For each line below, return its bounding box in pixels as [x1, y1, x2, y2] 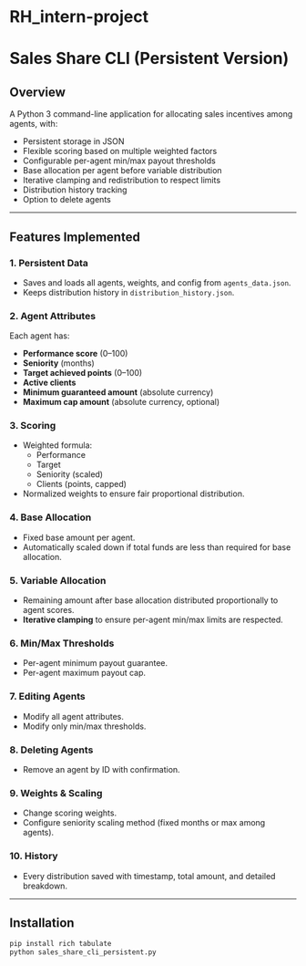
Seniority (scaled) [36, 469, 103, 480]
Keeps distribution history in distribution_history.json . [22, 286, 235, 297]
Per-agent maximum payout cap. [22, 668, 147, 679]
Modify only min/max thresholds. [22, 721, 147, 732]
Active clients [22, 377, 76, 389]
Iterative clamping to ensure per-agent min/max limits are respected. [22, 614, 284, 626]
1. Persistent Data [9, 256, 89, 269]
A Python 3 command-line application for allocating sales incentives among [9, 109, 293, 119]
